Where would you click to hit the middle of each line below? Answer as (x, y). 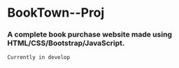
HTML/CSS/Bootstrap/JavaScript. (66, 43)
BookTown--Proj (56, 13)
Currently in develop (39, 58)
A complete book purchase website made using (90, 35)
